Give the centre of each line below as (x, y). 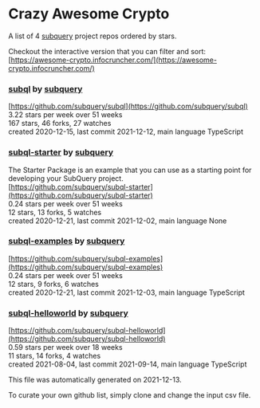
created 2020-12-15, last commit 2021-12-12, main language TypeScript (126, 131)
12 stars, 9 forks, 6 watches (54, 284)
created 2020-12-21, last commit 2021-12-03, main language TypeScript (127, 292)
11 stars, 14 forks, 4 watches (55, 356)
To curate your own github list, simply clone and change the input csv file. (130, 395)
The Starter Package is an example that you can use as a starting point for (130, 170)
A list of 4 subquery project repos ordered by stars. (93, 36)
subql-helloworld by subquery (69, 313)
